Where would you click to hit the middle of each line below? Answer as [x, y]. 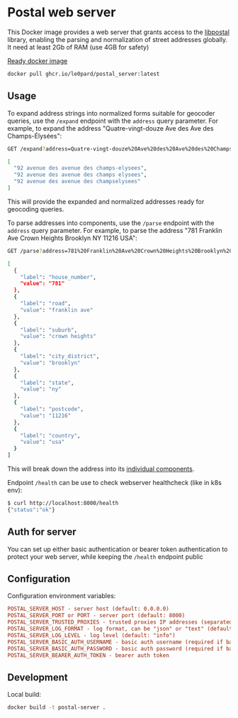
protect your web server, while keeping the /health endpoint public [106, 556]
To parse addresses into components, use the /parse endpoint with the [111, 223]
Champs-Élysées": [35, 136]
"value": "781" [42, 284]
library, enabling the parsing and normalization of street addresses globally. [118, 39]
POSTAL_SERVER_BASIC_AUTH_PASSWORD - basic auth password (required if [115, 648]
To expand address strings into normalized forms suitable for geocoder [111, 113]
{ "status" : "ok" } [31, 510]
